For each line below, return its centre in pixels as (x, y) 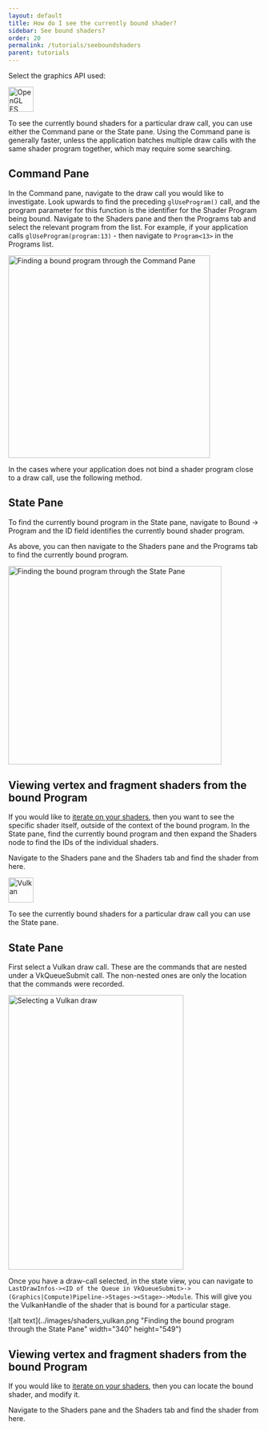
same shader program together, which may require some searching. (120, 148)
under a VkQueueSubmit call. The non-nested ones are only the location (128, 975)
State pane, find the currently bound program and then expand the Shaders (133, 834)
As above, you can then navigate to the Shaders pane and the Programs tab (133, 546)
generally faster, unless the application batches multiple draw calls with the (132, 140)
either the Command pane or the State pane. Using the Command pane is (129, 132)
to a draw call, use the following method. (75, 478)
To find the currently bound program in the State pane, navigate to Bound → (134, 522)
